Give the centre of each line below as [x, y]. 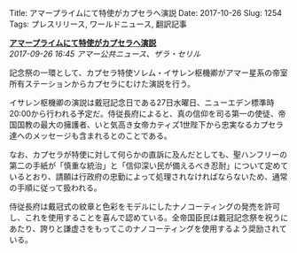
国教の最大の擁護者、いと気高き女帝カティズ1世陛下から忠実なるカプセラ [150, 125]
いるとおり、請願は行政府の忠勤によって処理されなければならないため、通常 [148, 176]
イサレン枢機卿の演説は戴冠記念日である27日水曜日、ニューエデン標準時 [142, 103]
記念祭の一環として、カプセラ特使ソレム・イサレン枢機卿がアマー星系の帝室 [148, 73]
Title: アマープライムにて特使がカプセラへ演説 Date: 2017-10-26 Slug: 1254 [145, 13]
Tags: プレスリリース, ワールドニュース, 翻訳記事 [98, 24]
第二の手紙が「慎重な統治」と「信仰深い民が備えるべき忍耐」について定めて [149, 165]
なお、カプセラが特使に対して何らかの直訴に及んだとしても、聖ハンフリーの [148, 154]
